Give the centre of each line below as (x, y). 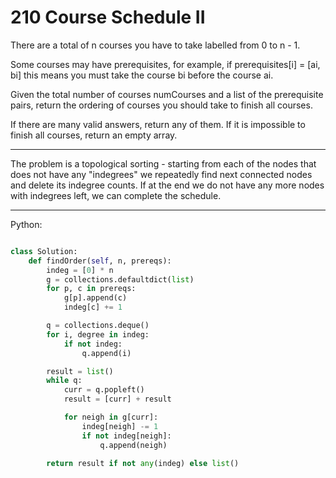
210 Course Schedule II (108, 17)
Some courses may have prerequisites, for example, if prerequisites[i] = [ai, (165, 64)
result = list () (80, 371)
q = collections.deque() (98, 326)
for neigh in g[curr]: (111, 417)
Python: (26, 224)
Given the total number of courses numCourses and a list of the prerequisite (167, 94)
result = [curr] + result (117, 399)
